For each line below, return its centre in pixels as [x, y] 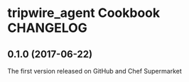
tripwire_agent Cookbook [84, 13]
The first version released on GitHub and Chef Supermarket [95, 71]
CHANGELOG [47, 28]
